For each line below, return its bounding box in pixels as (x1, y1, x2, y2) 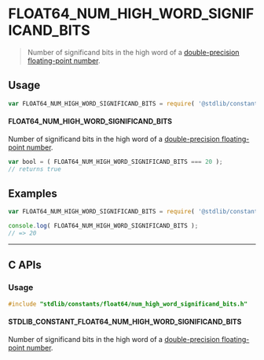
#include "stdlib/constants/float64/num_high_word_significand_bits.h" (8, 300, 247, 308)
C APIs (8, 258, 42, 272)
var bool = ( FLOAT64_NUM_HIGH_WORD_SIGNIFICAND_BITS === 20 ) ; (8, 158, 223, 165)
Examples (8, 187, 57, 200)
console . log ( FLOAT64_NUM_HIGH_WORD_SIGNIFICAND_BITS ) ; (8, 222, 199, 230)
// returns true (8, 165, 61, 173)
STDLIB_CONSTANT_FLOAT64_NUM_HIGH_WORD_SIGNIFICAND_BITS (8, 317, 242, 327)
